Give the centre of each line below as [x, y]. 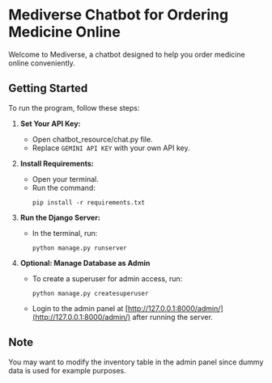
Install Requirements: [57, 163]
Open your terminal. [66, 179]
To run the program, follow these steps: [74, 107]
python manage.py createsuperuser [90, 293]
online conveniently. [42, 63]
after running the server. [172, 317]
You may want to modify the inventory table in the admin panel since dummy [136, 362]
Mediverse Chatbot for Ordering [119, 15]
